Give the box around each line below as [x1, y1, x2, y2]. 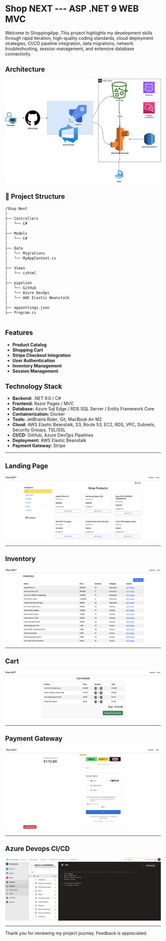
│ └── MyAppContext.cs [5, 255, 56, 260]
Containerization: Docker [12, 411, 65, 417]
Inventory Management [12, 362, 62, 369]
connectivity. [5, 50, 32, 57]
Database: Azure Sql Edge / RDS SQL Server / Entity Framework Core [12, 406, 155, 412]
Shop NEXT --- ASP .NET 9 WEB [5, 3, 139, 14]
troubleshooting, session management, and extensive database [5, 46, 134, 51]
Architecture [5, 65, 45, 74]
